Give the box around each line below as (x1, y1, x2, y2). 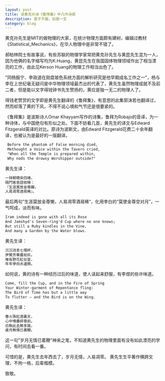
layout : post (5, 7, 32, 12)
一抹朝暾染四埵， (5, 175, 35, 180)
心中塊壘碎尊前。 (5, 318, 35, 323)
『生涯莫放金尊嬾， (5, 184, 38, 190)
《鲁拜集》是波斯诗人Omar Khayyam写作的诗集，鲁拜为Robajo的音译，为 (5, 114, 154, 120)
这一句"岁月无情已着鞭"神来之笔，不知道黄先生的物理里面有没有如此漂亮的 (5, 337, 156, 343)
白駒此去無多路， (5, 323, 35, 328)
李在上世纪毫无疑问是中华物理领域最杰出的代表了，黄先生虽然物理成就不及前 (5, 81, 161, 87)
